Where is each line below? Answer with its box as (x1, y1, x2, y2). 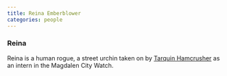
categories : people (7, 16, 63, 23)
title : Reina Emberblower (7, 9, 81, 17)
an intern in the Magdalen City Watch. (7, 61, 114, 69)
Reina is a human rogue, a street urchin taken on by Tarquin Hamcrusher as (7, 54, 220, 62)
